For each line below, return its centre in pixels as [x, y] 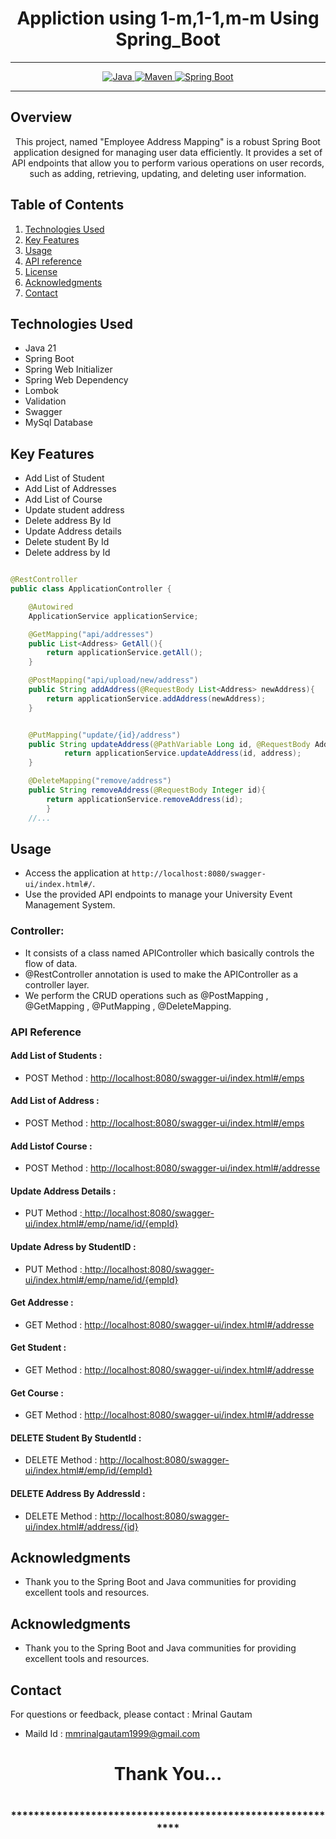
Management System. [70, 905]
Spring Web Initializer [68, 369]
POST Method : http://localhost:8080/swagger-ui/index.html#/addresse [172, 1168]
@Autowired [51, 607]
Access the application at [77, 873]
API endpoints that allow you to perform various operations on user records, [168, 163]
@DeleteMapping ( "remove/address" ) [100, 781]
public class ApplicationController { [91, 589]
